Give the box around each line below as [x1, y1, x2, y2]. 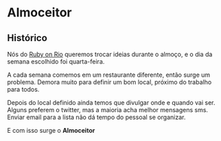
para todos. [7, 86, 40, 93]
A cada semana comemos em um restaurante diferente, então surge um [7, 70, 211, 79]
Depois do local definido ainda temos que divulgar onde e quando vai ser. [7, 99, 216, 107]
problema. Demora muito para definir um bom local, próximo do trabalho [7, 78, 212, 86]
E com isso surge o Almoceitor [7, 127, 95, 134]
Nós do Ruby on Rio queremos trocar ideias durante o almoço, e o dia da [7, 50, 213, 58]
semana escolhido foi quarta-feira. [7, 57, 105, 66]
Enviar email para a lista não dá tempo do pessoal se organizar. [7, 113, 186, 121]
